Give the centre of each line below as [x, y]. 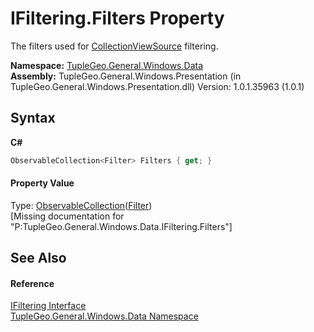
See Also [38, 258]
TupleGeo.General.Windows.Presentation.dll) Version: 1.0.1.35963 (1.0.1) [157, 86]
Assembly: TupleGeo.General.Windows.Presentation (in [126, 76]
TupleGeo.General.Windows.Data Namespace [104, 316]
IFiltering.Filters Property [117, 18]
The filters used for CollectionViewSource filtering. [114, 46]
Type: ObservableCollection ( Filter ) [81, 205]
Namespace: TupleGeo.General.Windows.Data [106, 65]
